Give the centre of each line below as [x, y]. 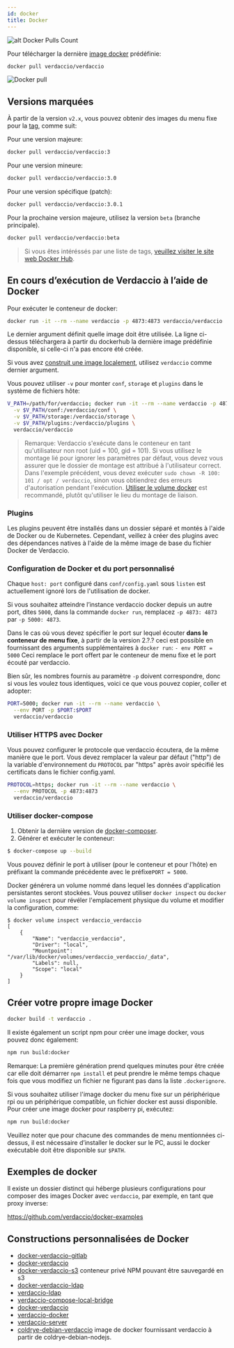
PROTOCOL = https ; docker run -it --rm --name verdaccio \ [92, 785]
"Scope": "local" [57, 969]
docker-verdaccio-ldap [50, 1285]
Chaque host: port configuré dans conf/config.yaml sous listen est [107, 584]
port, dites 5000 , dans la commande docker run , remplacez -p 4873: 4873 [112, 612]
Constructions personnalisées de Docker [98, 1239]
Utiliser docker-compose [50, 816]
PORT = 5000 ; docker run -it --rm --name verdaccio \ [84, 704]
